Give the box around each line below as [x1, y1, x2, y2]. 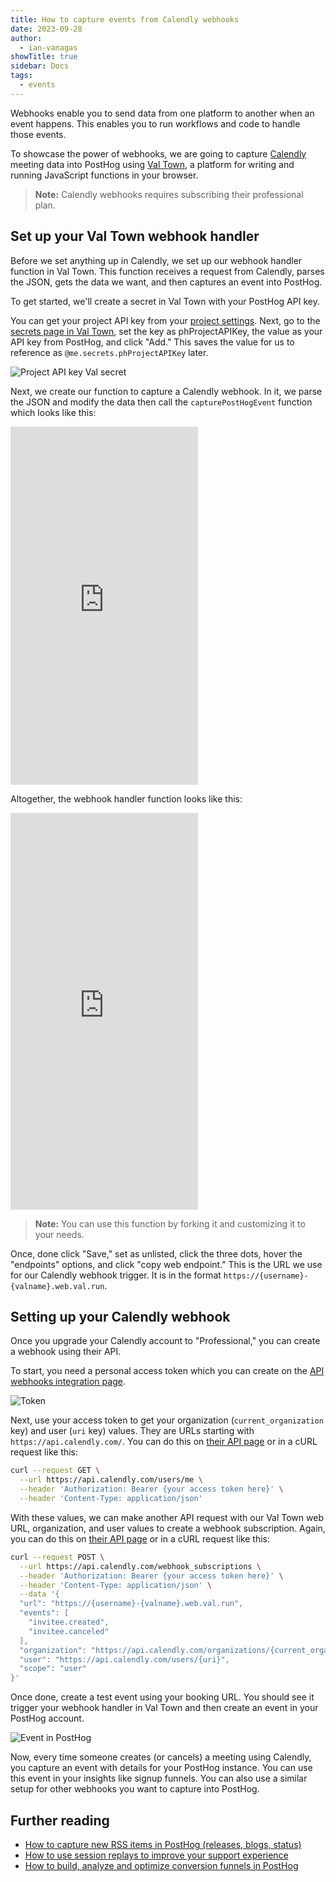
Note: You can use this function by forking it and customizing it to [34, 1217, 306, 1230]
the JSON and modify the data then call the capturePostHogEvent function [10, 396, 313, 408]
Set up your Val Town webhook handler [10, 228, 260, 245]
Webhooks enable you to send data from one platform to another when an [10, 107, 315, 119]
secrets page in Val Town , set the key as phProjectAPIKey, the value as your [10, 325, 323, 337]
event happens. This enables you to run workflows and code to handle [10, 117, 301, 130]
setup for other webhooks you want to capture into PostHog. [10, 1783, 260, 1795]
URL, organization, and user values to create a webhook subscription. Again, [10, 1522, 326, 1534]
